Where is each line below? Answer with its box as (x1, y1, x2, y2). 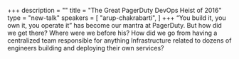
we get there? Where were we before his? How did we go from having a (7, 28, 218, 37)
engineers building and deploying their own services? (7, 44, 164, 52)
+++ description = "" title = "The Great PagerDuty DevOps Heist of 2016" (7, 6, 222, 14)
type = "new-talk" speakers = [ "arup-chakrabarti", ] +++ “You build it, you (7, 14, 226, 22)
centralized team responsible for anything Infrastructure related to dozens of (7, 36, 232, 45)
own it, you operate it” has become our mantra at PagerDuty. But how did (7, 21, 222, 29)
